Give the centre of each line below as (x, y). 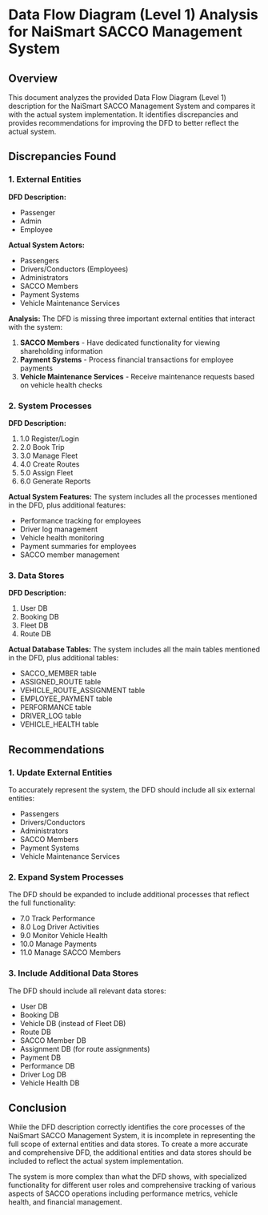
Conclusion (38, 1107)
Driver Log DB (43, 1074)
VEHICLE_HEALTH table (59, 724)
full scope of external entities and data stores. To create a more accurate (128, 1144)
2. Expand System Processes (66, 876)
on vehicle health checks (61, 385)
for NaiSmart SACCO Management (125, 32)
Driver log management (59, 529)
